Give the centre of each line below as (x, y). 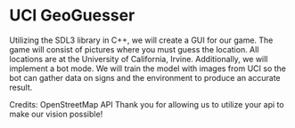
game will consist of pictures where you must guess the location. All (134, 49)
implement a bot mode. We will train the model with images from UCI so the (148, 68)
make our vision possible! (56, 114)
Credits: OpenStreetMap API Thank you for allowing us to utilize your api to (147, 104)
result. (21, 87)
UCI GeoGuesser (72, 16)
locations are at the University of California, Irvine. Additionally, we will (139, 59)
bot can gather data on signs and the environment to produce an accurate (145, 77)
